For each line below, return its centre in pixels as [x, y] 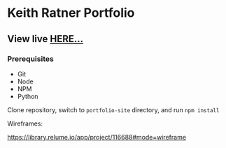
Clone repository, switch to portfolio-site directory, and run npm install [113, 109]
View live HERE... [45, 39]
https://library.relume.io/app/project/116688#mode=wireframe [97, 137]
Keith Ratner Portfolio [71, 13]
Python [28, 96]
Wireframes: [25, 123]
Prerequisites [30, 59]
